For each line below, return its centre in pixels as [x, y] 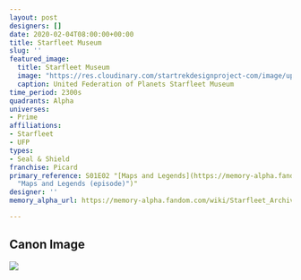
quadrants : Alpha [42, 101]
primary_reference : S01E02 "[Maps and [82, 175]
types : [21, 150]
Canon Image [47, 245]
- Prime [24, 117]
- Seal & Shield [39, 159]
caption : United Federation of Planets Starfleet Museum [126, 84]
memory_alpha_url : [43, 201]
